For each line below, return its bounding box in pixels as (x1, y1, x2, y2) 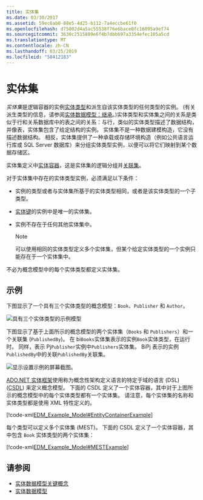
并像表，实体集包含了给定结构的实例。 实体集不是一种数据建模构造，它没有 (6, 125, 194, 133)
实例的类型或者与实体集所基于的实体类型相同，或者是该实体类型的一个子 (15, 187, 196, 195)
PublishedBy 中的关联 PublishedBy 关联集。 (6, 351, 109, 358)
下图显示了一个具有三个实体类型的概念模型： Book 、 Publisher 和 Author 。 (6, 302, 188, 310)
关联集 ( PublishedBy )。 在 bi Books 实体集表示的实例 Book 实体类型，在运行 (11, 336, 191, 343)
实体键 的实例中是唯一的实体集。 (15, 207, 95, 215)
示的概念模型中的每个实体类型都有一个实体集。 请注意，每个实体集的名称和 (6, 392, 194, 399)
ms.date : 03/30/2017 (6, 15, 59, 21)
